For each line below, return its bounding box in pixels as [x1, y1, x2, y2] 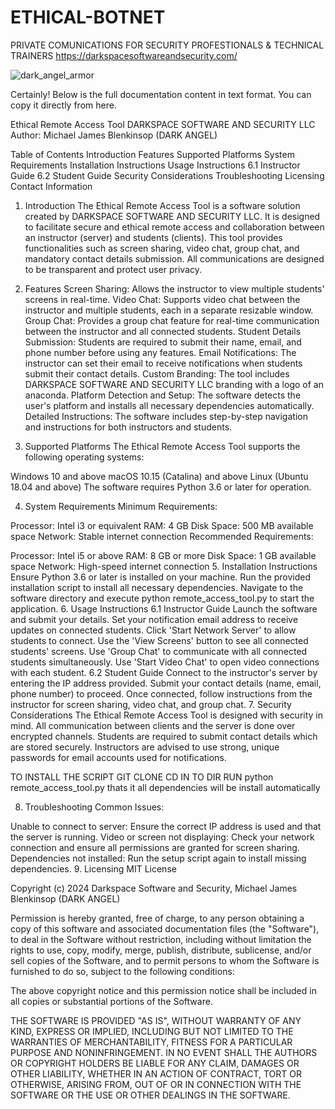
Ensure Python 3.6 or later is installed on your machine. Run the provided [10, 571, 312, 583]
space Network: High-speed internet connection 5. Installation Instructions [10, 560, 318, 572]
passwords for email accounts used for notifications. [10, 751, 227, 763]
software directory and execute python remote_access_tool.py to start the [10, 592, 315, 604]
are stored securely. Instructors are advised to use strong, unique [10, 741, 280, 753]
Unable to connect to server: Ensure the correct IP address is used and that [10, 820, 322, 832]
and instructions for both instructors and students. [24, 421, 233, 433]
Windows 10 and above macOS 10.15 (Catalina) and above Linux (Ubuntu [10, 470, 309, 482]
